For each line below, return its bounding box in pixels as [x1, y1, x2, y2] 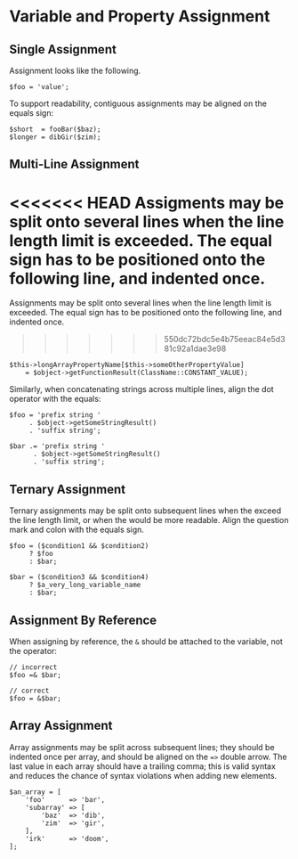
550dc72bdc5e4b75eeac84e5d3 [164, 334, 286, 345]
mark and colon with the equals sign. [9, 524, 145, 536]
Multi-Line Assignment [9, 157, 140, 172]
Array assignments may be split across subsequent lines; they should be [9, 741, 275, 752]
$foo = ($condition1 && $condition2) [9, 542, 149, 551]
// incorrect [9, 662, 58, 672]
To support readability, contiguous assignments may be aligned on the [9, 98, 267, 109]
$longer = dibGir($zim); [9, 133, 101, 142]
